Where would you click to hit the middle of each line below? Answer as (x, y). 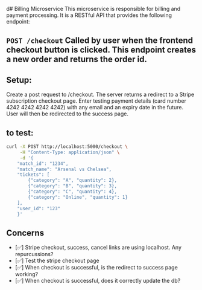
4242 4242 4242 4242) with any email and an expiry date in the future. (95, 108)
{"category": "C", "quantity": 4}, (73, 192)
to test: (20, 133)
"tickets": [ (33, 175)
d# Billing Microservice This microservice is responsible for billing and (93, 9)
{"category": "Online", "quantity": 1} (78, 197)
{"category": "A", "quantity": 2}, (73, 181)
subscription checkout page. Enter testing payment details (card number (96, 101)
